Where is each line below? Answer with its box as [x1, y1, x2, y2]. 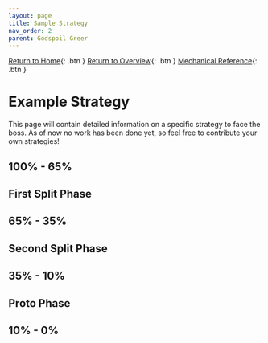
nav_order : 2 [8, 27, 52, 35]
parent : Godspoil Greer [8, 34, 89, 43]
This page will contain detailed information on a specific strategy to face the [8, 120, 261, 129]
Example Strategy [8, 93, 130, 111]
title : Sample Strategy [8, 19, 89, 27]
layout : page [8, 11, 52, 20]
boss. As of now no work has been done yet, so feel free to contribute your [8, 128, 258, 137]
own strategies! [8, 137, 60, 146]
